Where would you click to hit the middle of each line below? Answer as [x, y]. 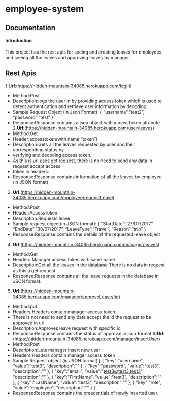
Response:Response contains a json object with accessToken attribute [86, 122]
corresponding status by [38, 150]
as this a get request [34, 270]
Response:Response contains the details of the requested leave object [86, 234]
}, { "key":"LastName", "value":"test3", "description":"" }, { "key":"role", [87, 382]
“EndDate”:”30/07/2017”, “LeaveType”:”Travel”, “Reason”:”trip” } [79, 229]
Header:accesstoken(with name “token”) [55, 139]
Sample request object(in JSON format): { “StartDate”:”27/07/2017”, [83, 223]
